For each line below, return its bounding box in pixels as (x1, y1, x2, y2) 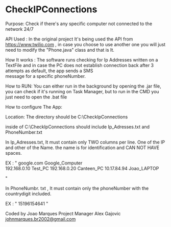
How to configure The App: (5, 104, 63, 110)
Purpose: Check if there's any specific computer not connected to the (5, 20, 152, 27)
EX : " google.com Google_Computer (5, 160, 83, 166)
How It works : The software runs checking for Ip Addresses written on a (5, 56, 158, 63)
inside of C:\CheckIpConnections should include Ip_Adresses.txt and (5, 123, 150, 130)
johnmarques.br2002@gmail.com (5, 216, 76, 222)
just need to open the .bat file (5, 94, 67, 100)
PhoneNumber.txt (5, 129, 42, 135)
